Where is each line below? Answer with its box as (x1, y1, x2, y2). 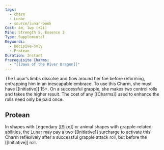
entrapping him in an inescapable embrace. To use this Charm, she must (5, 81, 152, 87)
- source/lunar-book (9, 21, 52, 26)
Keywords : (5, 39, 26, 44)
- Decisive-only (9, 44, 43, 49)
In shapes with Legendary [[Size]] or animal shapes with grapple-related (5, 123, 152, 129)
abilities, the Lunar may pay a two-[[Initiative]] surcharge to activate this (5, 129, 151, 135)
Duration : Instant (5, 53, 43, 58)
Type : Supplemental (5, 35, 45, 40)
